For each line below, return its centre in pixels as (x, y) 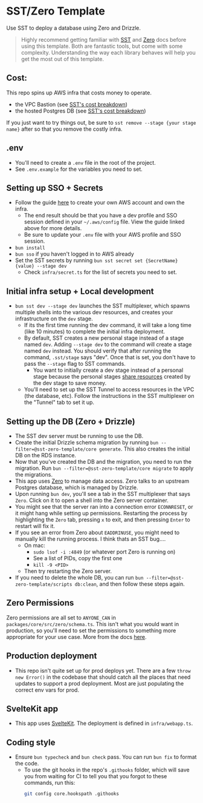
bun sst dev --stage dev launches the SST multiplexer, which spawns (102, 306)
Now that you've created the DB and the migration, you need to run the (103, 462)
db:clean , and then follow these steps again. (130, 584)
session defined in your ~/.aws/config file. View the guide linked (104, 222)
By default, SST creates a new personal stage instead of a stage (104, 338)
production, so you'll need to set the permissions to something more (91, 630)
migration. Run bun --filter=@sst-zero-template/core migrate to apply (104, 468)
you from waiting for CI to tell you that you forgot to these (95, 776)
